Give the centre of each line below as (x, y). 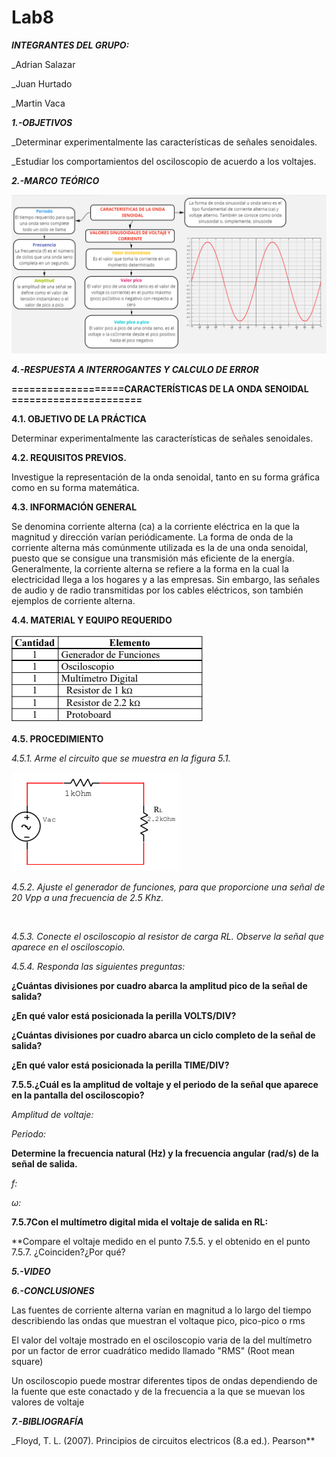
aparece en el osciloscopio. (68, 947)
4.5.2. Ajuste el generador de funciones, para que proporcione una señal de (168, 887)
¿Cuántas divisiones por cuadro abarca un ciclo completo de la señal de (163, 1035)
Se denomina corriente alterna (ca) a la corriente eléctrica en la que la (155, 526)
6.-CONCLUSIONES (53, 1290)
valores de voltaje (48, 1402)
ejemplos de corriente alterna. (73, 600)
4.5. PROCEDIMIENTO (57, 738)
